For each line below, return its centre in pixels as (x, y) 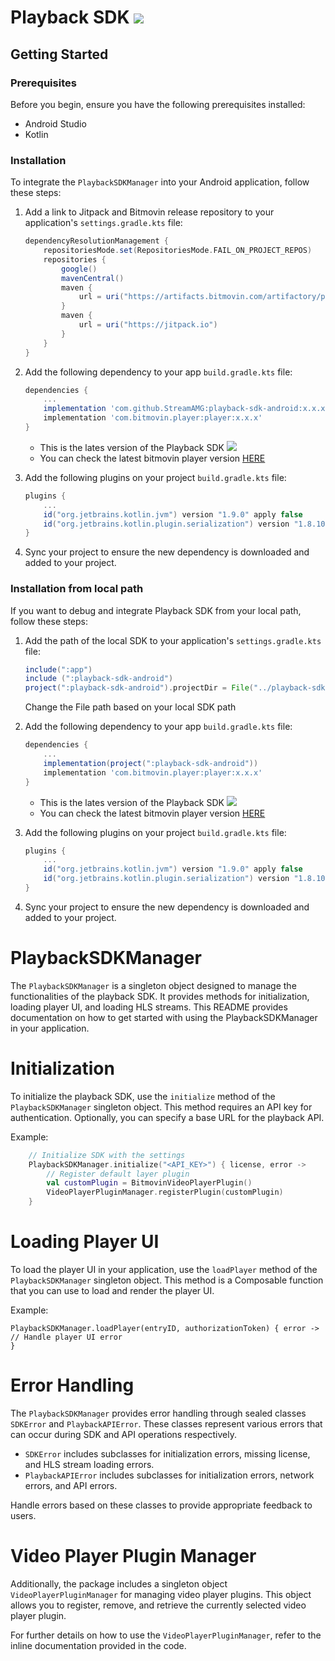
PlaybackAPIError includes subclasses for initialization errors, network (169, 1475)
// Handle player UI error (66, 1337)
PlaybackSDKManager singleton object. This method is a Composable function (167, 1280)
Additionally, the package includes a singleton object (119, 1583)
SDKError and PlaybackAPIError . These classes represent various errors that (166, 1423)
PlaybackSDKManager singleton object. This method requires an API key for (161, 1107)
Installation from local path (77, 589)
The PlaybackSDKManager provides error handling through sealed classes (158, 1413)
